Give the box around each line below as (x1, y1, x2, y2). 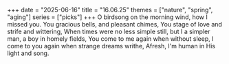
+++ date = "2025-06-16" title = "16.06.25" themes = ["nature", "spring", (7, 6, 213, 14)
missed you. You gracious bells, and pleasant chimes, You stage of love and (7, 20, 222, 28)
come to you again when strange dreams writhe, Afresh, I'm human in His (7, 42, 215, 50)
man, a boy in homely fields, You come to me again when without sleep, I (7, 35, 214, 43)
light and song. (7, 49, 50, 57)
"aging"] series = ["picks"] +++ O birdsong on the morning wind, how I (7, 13, 208, 21)
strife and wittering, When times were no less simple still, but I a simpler (7, 27, 211, 35)
